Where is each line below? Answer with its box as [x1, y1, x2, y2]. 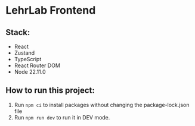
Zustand [14, 49, 35, 56]
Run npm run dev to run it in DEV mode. [14, 114, 110, 121]
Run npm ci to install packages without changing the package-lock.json [14, 101, 190, 108]
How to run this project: [5, 86, 95, 96]
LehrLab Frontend [5, 4, 96, 17]
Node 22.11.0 [14, 68, 46, 75]
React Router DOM [14, 62, 61, 69]
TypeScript [14, 56, 42, 62]
